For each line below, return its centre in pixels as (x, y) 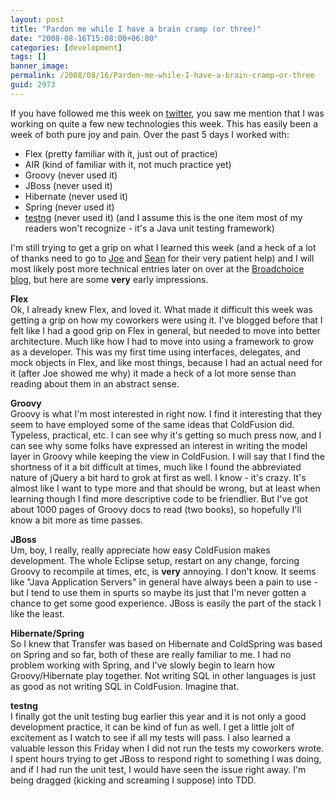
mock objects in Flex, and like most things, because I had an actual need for (166, 362)
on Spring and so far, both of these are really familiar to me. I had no (151, 654)
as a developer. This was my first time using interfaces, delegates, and (156, 352)
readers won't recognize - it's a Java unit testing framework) (149, 228)
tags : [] (28, 57)
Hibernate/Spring (47, 633)
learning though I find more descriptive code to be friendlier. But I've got (159, 498)
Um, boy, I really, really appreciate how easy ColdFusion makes (140, 550)
